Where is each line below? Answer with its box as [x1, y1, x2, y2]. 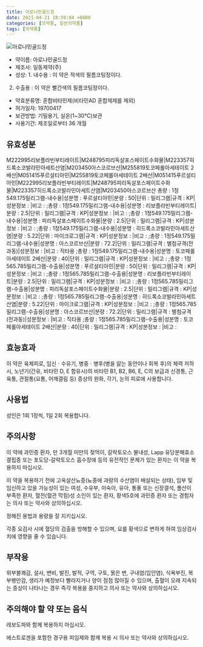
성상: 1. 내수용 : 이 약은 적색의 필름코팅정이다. [15, 71, 122, 79]
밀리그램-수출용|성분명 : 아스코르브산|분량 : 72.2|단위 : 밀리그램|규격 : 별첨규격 [6, 308, 192, 315]
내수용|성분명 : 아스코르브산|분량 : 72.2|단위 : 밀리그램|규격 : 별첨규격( [23, 240, 189, 247]
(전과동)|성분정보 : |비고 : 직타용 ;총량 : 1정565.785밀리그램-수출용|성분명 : [6, 316, 182, 323]
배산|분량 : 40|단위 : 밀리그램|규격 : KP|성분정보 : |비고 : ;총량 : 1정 [35, 255, 192, 263]
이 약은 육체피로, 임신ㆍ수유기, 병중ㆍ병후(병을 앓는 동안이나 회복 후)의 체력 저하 [6, 360, 195, 367]
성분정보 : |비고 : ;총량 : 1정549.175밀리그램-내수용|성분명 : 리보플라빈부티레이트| [6, 202, 197, 209]
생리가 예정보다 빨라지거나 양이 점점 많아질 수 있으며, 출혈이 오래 [28, 577, 181, 584]
